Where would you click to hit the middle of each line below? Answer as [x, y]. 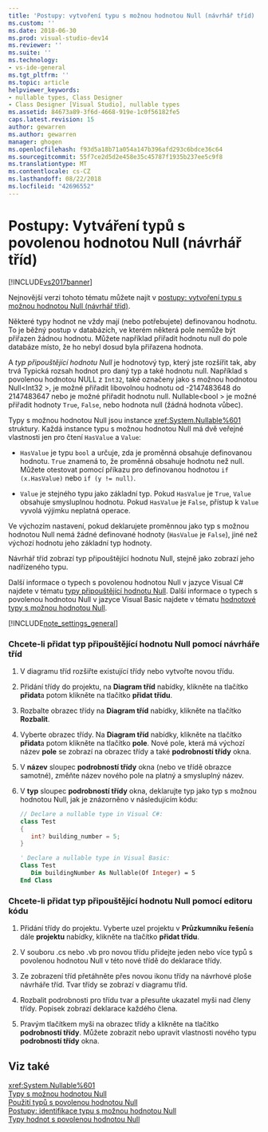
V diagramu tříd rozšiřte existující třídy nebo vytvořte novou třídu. [127, 671]
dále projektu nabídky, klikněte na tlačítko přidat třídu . [109, 937]
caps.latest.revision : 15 [51, 120]
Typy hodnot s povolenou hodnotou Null [74, 1119]
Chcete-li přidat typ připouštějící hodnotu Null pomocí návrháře [134, 643]
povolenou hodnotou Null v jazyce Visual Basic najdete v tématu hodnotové [132, 599]
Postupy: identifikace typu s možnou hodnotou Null [93, 1110]
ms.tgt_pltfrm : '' [39, 75]
